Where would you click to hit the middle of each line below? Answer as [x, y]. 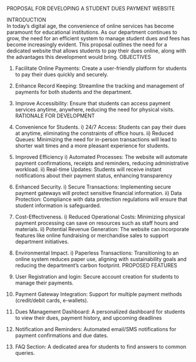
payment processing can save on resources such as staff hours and [97, 223]
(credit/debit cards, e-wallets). [52, 300]
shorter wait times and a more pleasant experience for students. [92, 146]
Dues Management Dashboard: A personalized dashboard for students [100, 311]
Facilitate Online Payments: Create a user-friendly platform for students [101, 68]
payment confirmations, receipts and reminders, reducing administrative [102, 163]
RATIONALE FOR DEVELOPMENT [55, 116]
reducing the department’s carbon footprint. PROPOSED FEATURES [96, 265]
